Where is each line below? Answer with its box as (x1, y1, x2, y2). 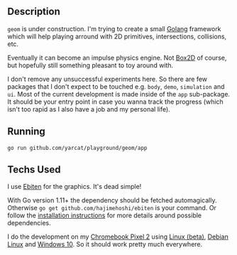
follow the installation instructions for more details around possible (7, 211, 202, 219)
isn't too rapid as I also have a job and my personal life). (7, 104, 170, 113)
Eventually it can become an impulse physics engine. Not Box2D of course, (7, 53, 227, 62)
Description (7, 6, 60, 18)
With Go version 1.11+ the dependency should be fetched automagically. (7, 196, 217, 205)
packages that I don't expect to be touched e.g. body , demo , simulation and (7, 82, 225, 91)
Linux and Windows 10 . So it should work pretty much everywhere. (7, 240, 203, 249)
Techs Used (7, 163, 61, 176)
